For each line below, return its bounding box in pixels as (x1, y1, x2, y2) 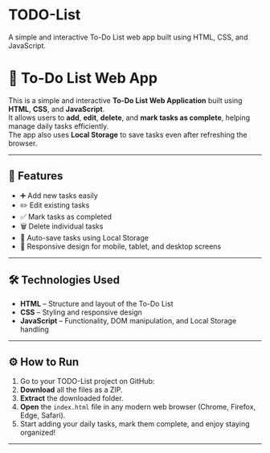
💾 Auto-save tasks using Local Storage (19, 233, 149, 242)
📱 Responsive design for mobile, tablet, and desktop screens (19, 241, 222, 251)
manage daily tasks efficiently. (8, 121, 109, 130)
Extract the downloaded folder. (19, 393, 124, 403)
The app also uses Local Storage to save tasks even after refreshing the (8, 130, 247, 139)
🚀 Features (8, 169, 63, 183)
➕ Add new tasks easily (19, 191, 98, 200)
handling (19, 324, 50, 334)
